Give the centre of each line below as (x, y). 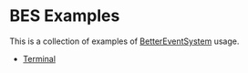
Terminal (39, 58)
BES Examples (65, 16)
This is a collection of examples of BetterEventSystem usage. (124, 41)
